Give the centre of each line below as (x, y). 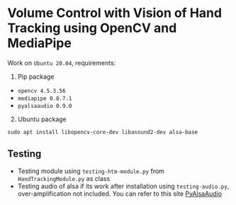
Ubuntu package (42, 119)
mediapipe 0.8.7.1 (45, 98)
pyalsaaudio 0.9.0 (45, 106)
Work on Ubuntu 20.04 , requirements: (62, 62)
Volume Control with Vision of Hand (114, 13)
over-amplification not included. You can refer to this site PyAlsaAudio (119, 194)
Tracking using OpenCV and (92, 28)
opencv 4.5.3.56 (41, 91)
